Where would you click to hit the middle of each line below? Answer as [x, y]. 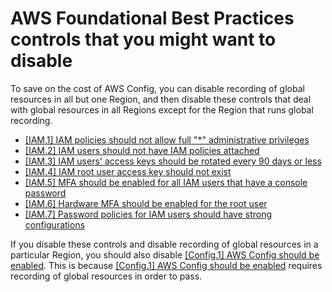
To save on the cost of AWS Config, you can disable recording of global [157, 88]
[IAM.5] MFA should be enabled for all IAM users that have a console [166, 182]
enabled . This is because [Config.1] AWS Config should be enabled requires [166, 265]
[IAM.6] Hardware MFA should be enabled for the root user [146, 203]
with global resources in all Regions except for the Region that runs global [162, 109]
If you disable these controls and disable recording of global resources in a [164, 244]
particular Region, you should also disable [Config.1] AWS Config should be [165, 254]
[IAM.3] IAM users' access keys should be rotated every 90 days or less [173, 161]
